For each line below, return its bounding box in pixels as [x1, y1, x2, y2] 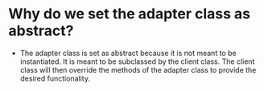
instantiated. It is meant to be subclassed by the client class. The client [19, 57, 255, 66]
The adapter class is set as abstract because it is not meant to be [19, 48, 237, 57]
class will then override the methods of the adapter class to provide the [19, 65, 257, 74]
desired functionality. [19, 73, 91, 83]
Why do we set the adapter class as [8, 5, 251, 23]
